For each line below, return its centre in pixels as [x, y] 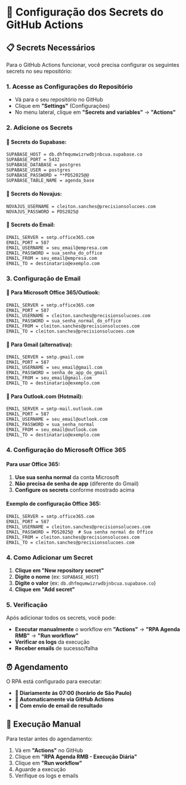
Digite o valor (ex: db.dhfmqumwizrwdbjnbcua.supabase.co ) [85, 583]
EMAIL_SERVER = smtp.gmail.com [45, 357]
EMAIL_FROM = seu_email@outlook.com [52, 430]
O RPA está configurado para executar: [54, 681]
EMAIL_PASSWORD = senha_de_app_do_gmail [57, 373]
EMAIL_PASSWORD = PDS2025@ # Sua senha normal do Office [80, 532]
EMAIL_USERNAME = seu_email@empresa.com [57, 248]
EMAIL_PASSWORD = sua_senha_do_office [54, 253]
